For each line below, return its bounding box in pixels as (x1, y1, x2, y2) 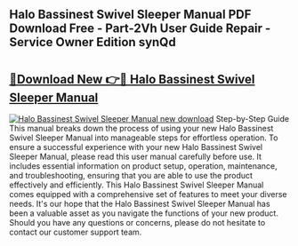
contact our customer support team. (9, 226, 142, 237)
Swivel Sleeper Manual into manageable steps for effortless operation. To (9, 132, 278, 143)
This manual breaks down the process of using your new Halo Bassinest (9, 123, 274, 133)
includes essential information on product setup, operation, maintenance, (9, 161, 278, 171)
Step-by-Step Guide (215, 114, 290, 123)
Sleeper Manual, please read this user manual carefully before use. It (9, 151, 262, 162)
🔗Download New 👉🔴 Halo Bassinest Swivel (9, 71, 255, 87)
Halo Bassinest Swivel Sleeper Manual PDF (9, 7, 252, 22)
